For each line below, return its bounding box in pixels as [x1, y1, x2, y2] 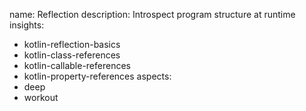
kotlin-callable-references [23, 60, 131, 71]
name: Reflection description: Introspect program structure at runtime [9, 9, 296, 20]
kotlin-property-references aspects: [23, 70, 172, 82]
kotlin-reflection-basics [23, 39, 121, 50]
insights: [9, 19, 45, 31]
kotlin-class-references [23, 49, 121, 61]
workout [23, 92, 59, 103]
